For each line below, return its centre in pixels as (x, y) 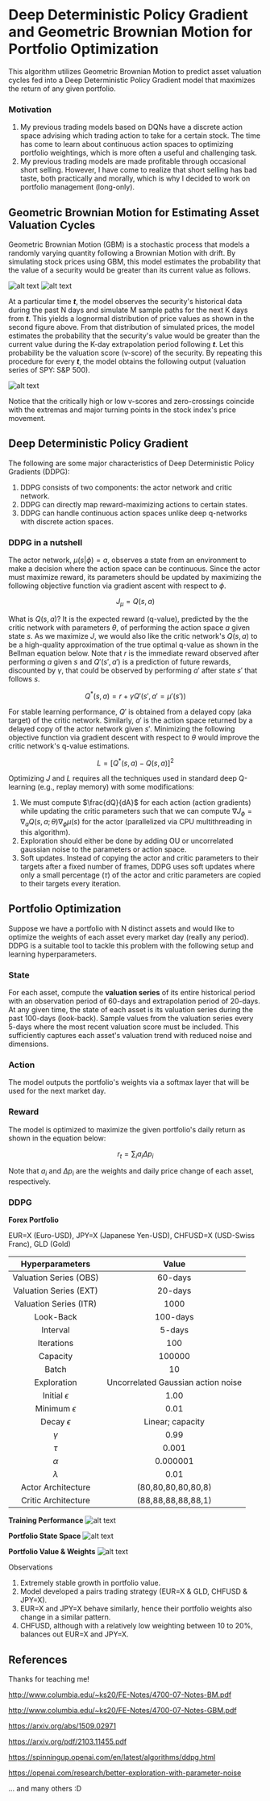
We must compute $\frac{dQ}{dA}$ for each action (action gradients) (135, 803)
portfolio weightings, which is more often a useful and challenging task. (139, 153)
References (38, 1659)
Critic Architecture (56, 1500)
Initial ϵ (56, 1395)
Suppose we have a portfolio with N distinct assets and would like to (122, 928)
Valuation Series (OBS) (56, 1278)
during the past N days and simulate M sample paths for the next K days (128, 310)
